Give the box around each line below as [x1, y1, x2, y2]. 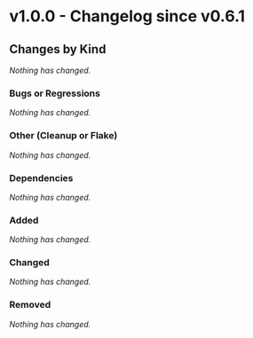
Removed [9, 299, 51, 311]
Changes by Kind [9, 42, 107, 57]
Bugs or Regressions [9, 87, 100, 99]
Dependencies [9, 171, 74, 184]
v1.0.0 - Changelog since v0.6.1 [9, 6, 246, 27]
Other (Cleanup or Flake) [9, 130, 118, 142]
